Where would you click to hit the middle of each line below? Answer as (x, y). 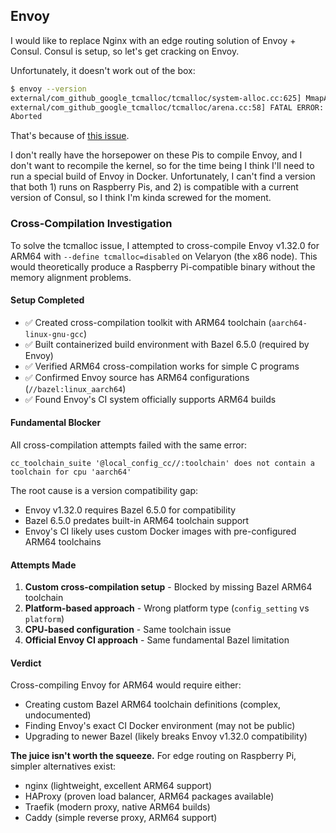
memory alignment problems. (71, 277)
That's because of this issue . (70, 136)
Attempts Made (43, 565)
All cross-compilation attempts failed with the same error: (129, 445)
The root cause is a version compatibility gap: (104, 491)
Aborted (26, 117)
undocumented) (58, 715)
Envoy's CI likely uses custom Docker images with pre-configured (160, 531)
